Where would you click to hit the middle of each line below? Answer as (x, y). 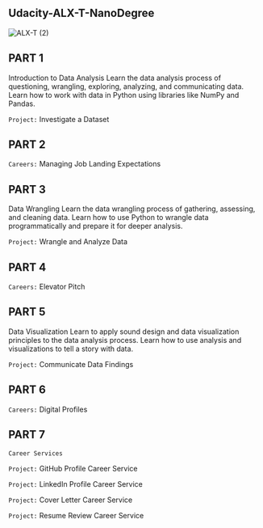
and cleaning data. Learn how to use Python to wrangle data (109, 218)
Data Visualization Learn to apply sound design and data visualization (124, 332)
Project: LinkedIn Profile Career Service (76, 484)
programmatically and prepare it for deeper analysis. (96, 226)
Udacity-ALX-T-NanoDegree (81, 13)
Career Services (35, 453)
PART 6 (27, 390)
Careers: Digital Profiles (48, 409)
